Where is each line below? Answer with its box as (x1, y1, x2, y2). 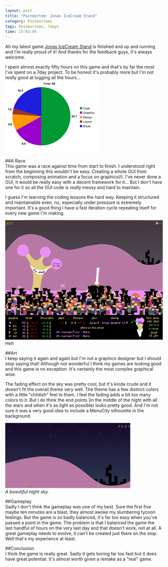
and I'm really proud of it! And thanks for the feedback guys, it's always (5, 49, 152, 55)
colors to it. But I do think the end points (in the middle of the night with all (5, 397, 157, 403)
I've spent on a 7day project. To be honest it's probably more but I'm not (5, 69, 154, 75)
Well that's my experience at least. (5, 535, 76, 541)
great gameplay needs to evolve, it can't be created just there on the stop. (5, 530, 157, 536)
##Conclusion (5, 545, 34, 551)
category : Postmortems (5, 19, 52, 24)
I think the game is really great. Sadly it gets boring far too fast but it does (5, 550, 156, 556)
